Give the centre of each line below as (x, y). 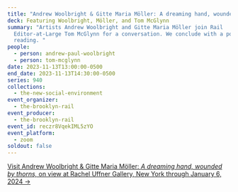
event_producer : (31, 113)
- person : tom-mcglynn (47, 60)
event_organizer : (33, 100)
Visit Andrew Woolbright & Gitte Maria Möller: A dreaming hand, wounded (115, 166)
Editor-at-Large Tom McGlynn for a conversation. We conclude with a (118, 34)
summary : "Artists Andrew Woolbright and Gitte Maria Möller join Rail (115, 27)
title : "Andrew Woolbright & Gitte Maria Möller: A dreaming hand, (109, 14)
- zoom (23, 139)
